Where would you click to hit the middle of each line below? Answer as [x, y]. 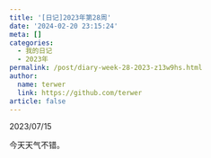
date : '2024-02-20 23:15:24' [64, 26]
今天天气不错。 [37, 145]
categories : [31, 43]
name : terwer [42, 84]
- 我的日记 [35, 51]
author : [24, 76]
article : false [38, 101]
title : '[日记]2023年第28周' [61, 18]
